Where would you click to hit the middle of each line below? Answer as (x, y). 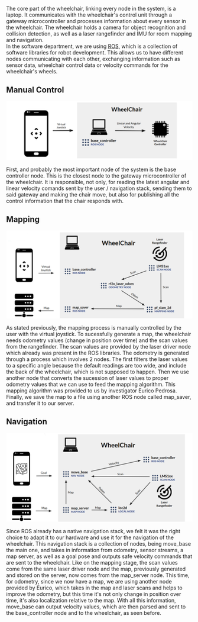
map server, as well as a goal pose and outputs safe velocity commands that (99, 556)
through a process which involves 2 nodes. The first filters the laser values (97, 359)
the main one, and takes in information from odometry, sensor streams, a (95, 550)
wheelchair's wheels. (32, 71)
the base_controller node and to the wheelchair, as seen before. (84, 613)
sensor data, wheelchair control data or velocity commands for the (87, 65)
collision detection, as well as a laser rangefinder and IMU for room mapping (99, 34)
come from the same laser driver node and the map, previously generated (96, 569)
